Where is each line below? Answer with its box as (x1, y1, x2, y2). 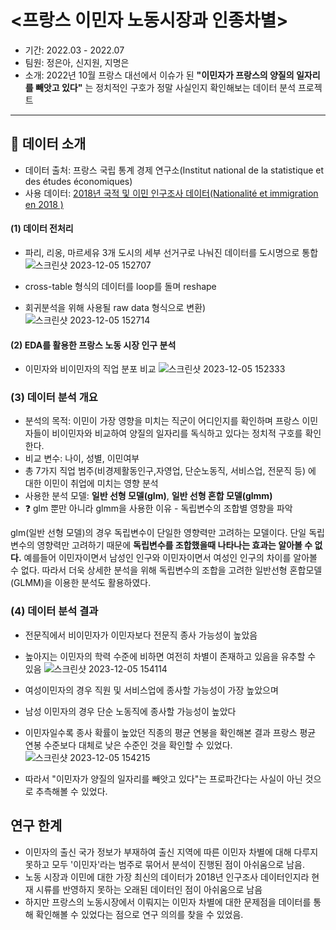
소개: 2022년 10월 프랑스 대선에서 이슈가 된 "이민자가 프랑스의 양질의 (24, 69, 295, 81)
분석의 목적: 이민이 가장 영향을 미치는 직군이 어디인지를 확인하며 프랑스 (24, 415, 300, 427)
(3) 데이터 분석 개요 (10, 391, 98, 405)
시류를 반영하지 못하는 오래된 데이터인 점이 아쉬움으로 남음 (35, 883, 263, 895)
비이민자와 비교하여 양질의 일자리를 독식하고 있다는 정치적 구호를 (51, 427, 303, 440)
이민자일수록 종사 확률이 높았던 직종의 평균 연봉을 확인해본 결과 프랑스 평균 (24, 726, 317, 738)
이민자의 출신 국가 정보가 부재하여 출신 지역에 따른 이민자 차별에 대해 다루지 (24, 846, 319, 858)
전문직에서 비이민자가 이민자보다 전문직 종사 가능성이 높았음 (24, 629, 258, 641)
